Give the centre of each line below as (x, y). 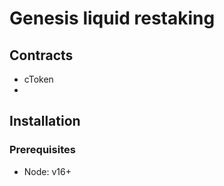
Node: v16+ (47, 171)
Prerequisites (42, 150)
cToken (38, 79)
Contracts (41, 55)
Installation (45, 121)
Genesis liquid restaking (112, 18)
